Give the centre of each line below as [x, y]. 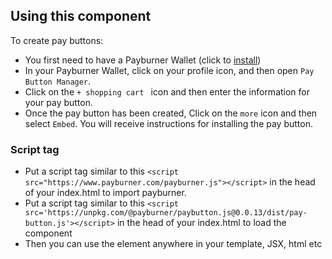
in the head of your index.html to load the [201, 223]
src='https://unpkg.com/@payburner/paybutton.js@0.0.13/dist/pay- [166, 213]
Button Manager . [58, 81]
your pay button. [59, 102]
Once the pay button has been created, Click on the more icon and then [171, 113]
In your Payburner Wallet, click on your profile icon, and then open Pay [169, 70]
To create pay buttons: [57, 40]
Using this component [81, 16]
